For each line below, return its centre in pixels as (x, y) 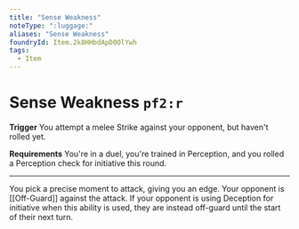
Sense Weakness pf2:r (97, 103)
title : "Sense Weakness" (55, 17)
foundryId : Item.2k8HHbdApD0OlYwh (73, 42)
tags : (19, 51)
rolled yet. (28, 136)
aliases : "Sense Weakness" (59, 34)
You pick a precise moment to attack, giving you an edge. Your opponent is (147, 188)
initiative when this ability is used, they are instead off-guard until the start (145, 207)
